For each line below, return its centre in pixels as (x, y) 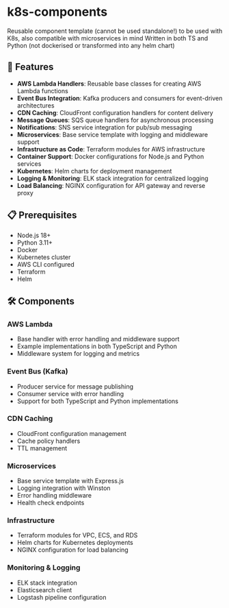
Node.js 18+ (34, 235)
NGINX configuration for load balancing (72, 550)
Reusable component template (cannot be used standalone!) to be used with (115, 31)
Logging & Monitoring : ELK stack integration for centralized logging (112, 178)
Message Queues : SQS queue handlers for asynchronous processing (115, 120)
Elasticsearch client (44, 589)
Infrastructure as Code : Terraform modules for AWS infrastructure (111, 149)
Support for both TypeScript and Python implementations (98, 401)
